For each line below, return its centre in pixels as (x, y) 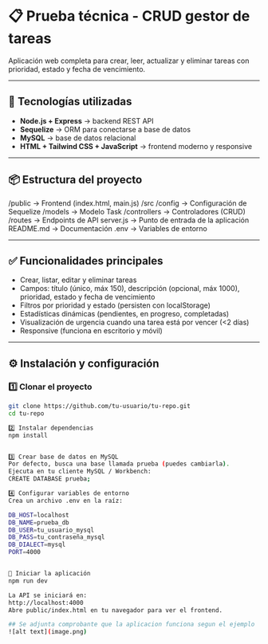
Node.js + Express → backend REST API (87, 120)
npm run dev (28, 581)
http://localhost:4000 (46, 603)
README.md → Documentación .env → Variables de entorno (108, 228)
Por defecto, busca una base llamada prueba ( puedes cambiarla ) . (119, 464)
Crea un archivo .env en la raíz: (66, 501)
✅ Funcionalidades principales (86, 261)
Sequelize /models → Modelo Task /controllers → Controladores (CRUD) (127, 211)
